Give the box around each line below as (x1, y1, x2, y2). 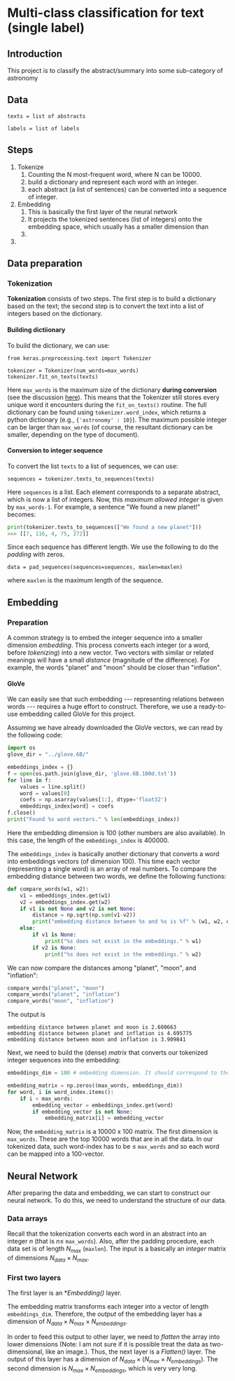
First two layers (7, 1272, 62, 1282)
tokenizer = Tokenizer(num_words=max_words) (7, 367, 139, 374)
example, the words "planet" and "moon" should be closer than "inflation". (7, 663, 222, 672)
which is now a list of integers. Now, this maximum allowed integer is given (7, 495, 223, 503)
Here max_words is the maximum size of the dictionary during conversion (7, 385, 217, 394)
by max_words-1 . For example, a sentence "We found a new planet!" (7, 502, 201, 511)
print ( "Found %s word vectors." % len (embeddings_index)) (7, 816, 180, 823)
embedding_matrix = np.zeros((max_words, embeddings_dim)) (7, 1082, 183, 1089)
